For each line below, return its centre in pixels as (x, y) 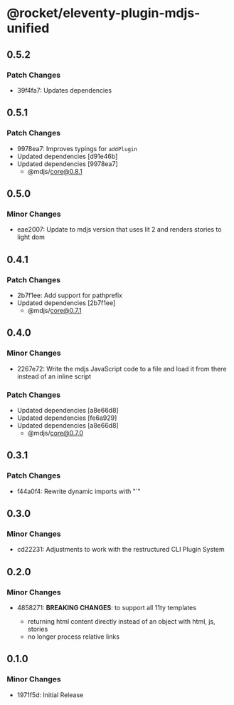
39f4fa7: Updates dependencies (64, 90)
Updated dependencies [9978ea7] (67, 164)
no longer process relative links (74, 637)
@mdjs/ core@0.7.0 (55, 433)
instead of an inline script (54, 376)
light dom (31, 237)
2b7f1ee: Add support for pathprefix (69, 295)
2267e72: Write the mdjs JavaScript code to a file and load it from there (122, 369)
